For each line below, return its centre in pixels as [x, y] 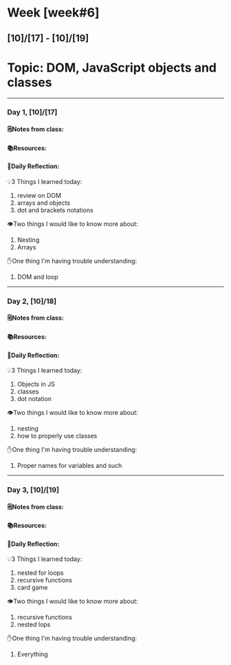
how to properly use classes [57, 436]
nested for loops [40, 573]
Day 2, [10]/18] [32, 301]
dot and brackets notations [55, 210]
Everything [32, 654]
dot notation [34, 399]
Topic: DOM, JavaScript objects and [112, 68]
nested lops [34, 624]
